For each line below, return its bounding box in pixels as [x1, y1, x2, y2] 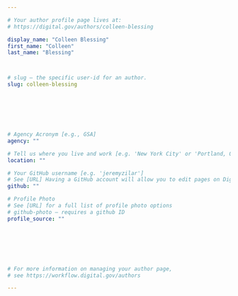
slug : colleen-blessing [7, 81, 78, 89]
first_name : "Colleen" [7, 42, 74, 50]
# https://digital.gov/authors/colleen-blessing [7, 23, 154, 30]
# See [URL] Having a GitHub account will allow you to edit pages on [7, 176, 220, 183]
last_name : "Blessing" [7, 49, 74, 57]
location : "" [7, 156, 46, 164]
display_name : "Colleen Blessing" [7, 36, 110, 43]
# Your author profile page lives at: [7, 16, 122, 23]
